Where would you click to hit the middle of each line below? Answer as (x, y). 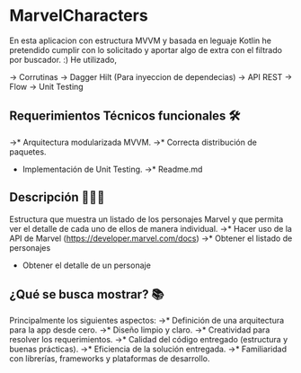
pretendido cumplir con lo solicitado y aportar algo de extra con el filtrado (146, 49)
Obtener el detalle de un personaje (86, 265)
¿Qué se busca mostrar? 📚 (87, 294)
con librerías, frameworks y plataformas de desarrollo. (110, 359)
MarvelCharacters (79, 16)
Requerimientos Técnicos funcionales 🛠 (125, 116)
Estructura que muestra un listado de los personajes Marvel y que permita (146, 219)
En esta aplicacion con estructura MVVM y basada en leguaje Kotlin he (141, 40)
